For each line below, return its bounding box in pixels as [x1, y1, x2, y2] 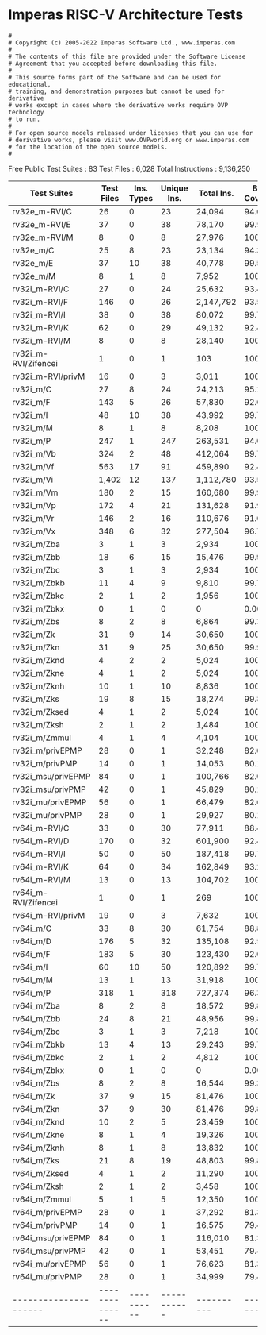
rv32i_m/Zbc [12, 564, 61, 575]
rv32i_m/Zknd [12, 654, 65, 666]
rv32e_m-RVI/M [12, 232, 74, 243]
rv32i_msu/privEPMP [12, 770, 91, 781]
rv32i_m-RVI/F [12, 296, 69, 307]
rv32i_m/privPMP [12, 758, 78, 769]
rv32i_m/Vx [12, 526, 56, 537]
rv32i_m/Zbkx [12, 603, 65, 614]
